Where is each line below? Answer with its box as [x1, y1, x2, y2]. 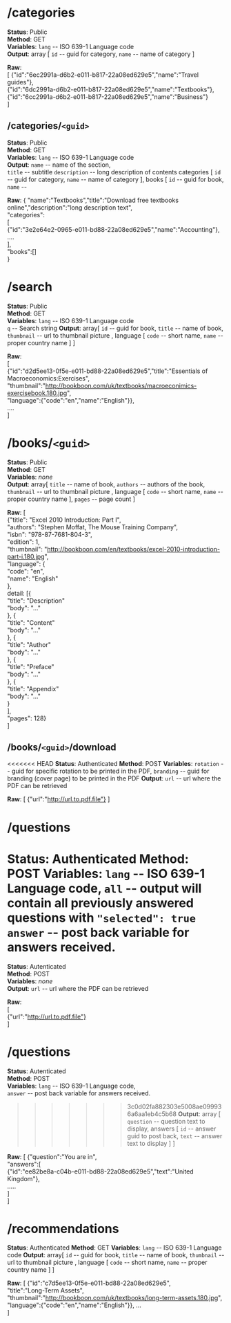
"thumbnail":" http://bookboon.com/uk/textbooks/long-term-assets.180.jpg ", [7, 1294, 223, 1302]
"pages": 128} [7, 714, 47, 722]
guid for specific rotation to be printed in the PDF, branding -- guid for [11, 767, 210, 776]
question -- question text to [127, 1117, 205, 1125]
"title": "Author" [7, 640, 52, 648]
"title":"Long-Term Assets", [7, 1286, 84, 1295]
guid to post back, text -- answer [127, 1131, 223, 1140]
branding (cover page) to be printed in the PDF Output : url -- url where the [7, 774, 221, 783]
